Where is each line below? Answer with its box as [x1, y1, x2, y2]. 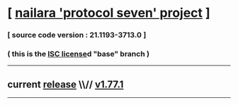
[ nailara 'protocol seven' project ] [7, 5, 210, 21]
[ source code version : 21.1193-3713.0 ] [7, 30, 147, 40]
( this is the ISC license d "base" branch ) [7, 49, 150, 59]
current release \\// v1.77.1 [7, 78, 124, 90]
